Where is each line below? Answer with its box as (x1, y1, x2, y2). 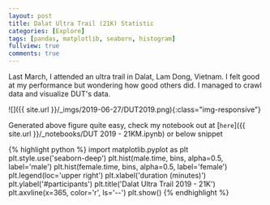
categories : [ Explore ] (8, 27, 85, 35)
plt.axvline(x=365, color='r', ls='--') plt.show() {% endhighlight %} (8, 188, 229, 197)
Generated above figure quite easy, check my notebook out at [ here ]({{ (8, 121, 246, 130)
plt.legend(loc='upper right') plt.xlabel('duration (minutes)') (8, 171, 207, 180)
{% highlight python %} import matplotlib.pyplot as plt (8, 145, 189, 154)
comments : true (8, 49, 60, 58)
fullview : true (8, 42, 60, 50)
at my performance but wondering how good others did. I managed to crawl (8, 80, 262, 90)
